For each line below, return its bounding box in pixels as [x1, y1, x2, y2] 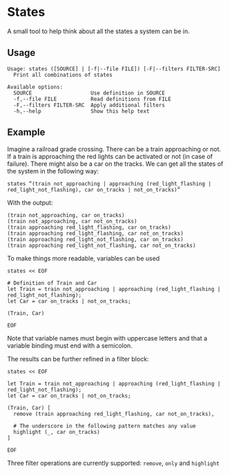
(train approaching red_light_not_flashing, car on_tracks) [7, 236, 184, 243]
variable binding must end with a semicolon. [7, 341, 133, 350]
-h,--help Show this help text [13, 108, 150, 115]
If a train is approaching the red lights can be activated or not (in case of [7, 152, 213, 160]
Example [7, 126, 46, 138]
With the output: [7, 198, 53, 207]
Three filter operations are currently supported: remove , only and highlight [7, 459, 220, 467]
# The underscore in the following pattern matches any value [13, 422, 196, 429]
